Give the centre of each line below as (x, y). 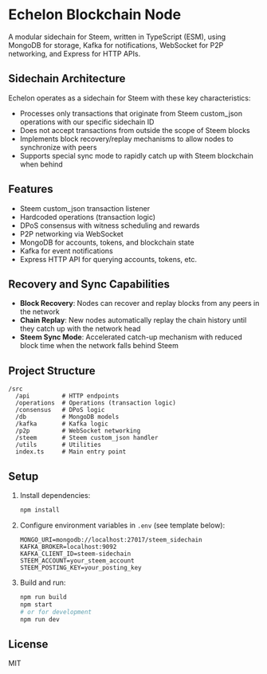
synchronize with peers (58, 147)
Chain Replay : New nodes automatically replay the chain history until (133, 320)
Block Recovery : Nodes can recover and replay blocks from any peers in (139, 304)
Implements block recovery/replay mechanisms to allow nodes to (126, 139)
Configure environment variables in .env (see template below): (122, 525)
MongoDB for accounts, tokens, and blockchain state (107, 242)
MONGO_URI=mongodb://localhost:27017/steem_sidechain (111, 539)
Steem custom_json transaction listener (84, 208)
